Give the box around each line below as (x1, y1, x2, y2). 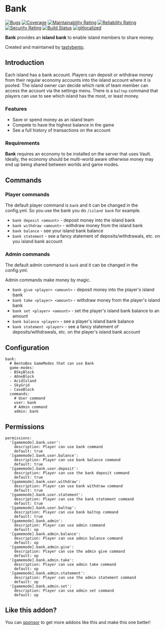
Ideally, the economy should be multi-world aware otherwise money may (5, 156, 154, 162)
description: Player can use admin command (14, 522, 106, 528)
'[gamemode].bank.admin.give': (9, 544, 74, 549)
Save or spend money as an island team (12, 117, 94, 123)
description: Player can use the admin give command (14, 549, 125, 554)
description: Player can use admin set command (14, 588, 114, 593)
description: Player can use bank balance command (14, 457, 121, 462)
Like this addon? (5, 606, 57, 615)
